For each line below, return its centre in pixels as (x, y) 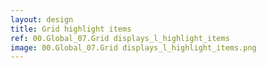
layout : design (42, 19)
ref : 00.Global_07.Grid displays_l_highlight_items (120, 38)
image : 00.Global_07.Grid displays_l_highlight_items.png (133, 47)
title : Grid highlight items (71, 29)
